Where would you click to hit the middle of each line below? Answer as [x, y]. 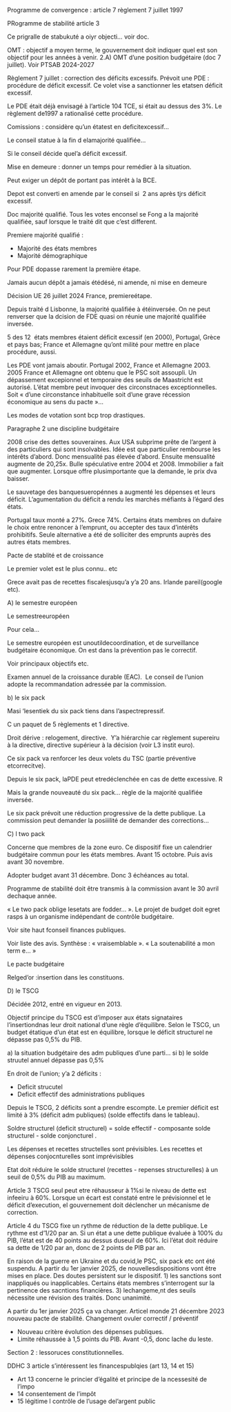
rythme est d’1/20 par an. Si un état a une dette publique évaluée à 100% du [115, 1233]
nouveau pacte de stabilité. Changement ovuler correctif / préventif [103, 1318]
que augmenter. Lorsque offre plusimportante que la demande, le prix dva [112, 471]
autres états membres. [39, 542]
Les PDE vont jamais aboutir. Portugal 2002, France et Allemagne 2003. [109, 365]
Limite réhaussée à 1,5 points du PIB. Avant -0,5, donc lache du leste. [115, 1339]
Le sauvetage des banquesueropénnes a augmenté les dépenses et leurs [111, 492]
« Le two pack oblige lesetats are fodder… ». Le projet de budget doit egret [114, 909]
